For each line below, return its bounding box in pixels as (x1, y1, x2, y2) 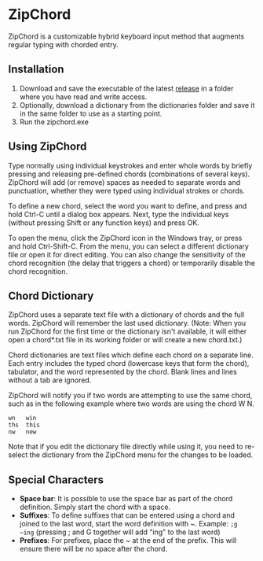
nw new (8, 428, 37, 436)
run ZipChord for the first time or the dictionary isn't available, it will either (8, 327, 247, 336)
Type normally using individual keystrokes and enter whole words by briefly (8, 161, 253, 170)
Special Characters (8, 473, 104, 486)
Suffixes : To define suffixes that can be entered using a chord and (19, 511, 236, 520)
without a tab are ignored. (8, 375, 92, 385)
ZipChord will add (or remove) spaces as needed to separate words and (8, 177, 241, 186)
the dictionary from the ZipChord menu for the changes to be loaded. (29, 450, 254, 460)
